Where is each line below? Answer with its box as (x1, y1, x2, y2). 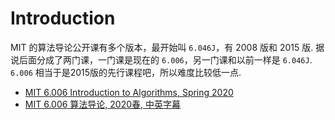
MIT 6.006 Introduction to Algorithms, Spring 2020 (24, 86, 234, 98)
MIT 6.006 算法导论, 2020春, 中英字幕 (24, 98, 182, 110)
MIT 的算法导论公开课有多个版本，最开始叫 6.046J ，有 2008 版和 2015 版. (10, 41, 314, 53)
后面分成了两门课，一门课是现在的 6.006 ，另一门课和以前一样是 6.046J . (18, 53, 313, 66)
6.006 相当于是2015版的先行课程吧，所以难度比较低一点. (10, 66, 242, 78)
